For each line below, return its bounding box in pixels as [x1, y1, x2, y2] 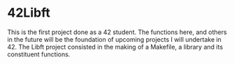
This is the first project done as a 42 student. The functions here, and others [7, 28, 227, 36]
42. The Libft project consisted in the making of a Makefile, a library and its [7, 42, 224, 51]
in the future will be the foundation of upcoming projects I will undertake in [7, 35, 222, 43]
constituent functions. [7, 50, 71, 58]
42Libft [7, 5, 50, 21]
